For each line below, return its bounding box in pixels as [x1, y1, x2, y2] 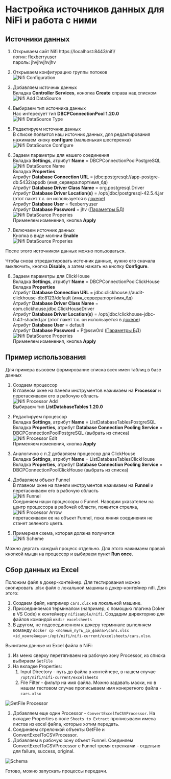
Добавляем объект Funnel [12, 477, 70, 483]
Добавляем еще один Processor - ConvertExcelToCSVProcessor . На [12, 710, 156, 716]
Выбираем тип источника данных [12, 105, 86, 111]
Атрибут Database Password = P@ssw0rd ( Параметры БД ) [12, 327, 141, 333]
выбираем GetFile [12, 657, 53, 664]
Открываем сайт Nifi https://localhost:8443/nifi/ [12, 49, 116, 54]
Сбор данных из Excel [5, 565, 79, 574]
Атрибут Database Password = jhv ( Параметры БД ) [12, 206, 125, 213]
